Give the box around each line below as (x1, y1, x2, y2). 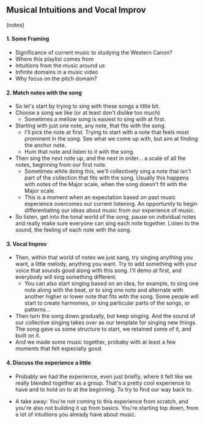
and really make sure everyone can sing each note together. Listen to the (15, 220, 199, 227)
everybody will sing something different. (15, 273, 117, 281)
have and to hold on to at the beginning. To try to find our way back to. (15, 385, 193, 393)
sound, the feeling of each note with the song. (15, 226, 132, 233)
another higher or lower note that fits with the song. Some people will (24, 293, 199, 300)
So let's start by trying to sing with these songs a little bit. (15, 102, 160, 110)
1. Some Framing (6, 35, 50, 42)
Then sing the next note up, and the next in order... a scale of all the (15, 154, 186, 162)
